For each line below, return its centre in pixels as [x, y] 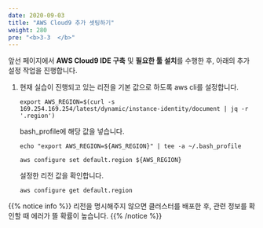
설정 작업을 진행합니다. [43, 71]
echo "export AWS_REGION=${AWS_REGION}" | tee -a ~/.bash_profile [130, 146]
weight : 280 [27, 30]
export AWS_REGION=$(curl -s [67, 102]
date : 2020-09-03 [37, 15]
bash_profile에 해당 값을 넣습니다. [72, 131]
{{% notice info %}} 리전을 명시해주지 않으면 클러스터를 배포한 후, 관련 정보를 [128, 206]
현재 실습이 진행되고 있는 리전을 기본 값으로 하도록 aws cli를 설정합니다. [129, 87]
